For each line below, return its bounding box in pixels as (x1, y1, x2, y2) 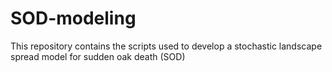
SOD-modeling (10, 7, 137, 30)
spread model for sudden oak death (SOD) (10, 50, 186, 62)
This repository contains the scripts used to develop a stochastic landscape (10, 40, 323, 52)
